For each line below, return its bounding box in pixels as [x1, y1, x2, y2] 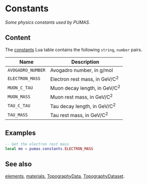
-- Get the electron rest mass [5, 142, 69, 147]
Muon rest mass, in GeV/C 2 [50, 93, 113, 101]
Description [71, 58, 99, 65]
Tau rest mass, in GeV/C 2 [50, 111, 108, 119]
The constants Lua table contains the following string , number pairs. [5, 46, 143, 52]
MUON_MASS [7, 94, 30, 100]
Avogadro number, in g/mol [50, 67, 113, 74]
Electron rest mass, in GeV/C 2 [50, 74, 119, 83]
